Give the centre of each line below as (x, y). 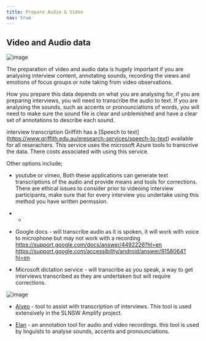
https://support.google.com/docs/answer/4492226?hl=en (89, 245)
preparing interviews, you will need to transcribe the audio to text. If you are (102, 101)
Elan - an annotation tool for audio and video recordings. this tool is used (107, 325)
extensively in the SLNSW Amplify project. (69, 313)
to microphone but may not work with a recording (78, 238)
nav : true (19, 18)
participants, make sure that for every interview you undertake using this (107, 195)
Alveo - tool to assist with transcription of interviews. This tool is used (103, 307)
